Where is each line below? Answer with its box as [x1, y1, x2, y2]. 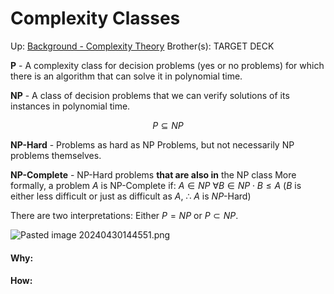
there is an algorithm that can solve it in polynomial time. [10, 70, 243, 82]
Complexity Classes [10, 7, 181, 30]
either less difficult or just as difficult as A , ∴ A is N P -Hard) [10, 190, 252, 202]
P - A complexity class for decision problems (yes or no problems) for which [10, 59, 325, 71]
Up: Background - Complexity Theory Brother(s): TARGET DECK [10, 40, 275, 52]
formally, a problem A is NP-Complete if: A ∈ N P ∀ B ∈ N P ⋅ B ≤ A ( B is [10, 179, 302, 191]
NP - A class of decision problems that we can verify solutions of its [10, 89, 290, 101]
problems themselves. [10, 149, 102, 161]
